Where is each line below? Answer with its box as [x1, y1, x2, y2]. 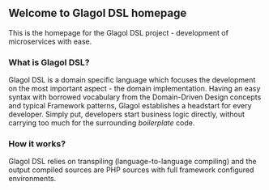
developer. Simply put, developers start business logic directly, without [8, 109, 246, 120]
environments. [8, 174, 57, 184]
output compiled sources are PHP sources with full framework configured [8, 165, 254, 175]
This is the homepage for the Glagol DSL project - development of [8, 27, 229, 37]
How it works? [8, 138, 66, 150]
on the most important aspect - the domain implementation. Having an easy [8, 84, 261, 94]
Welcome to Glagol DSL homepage [8, 6, 187, 20]
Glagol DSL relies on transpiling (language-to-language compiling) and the [8, 157, 257, 167]
